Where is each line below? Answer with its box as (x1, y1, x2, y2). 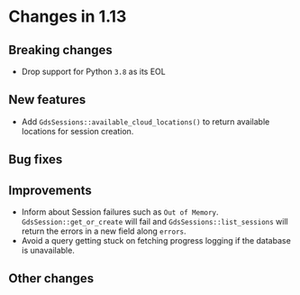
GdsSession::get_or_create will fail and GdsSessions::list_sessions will (21, 217, 289, 227)
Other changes (8, 271, 95, 286)
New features (8, 92, 86, 107)
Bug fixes (8, 152, 63, 168)
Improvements (8, 182, 92, 198)
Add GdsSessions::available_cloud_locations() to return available (21, 115, 270, 127)
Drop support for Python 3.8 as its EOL (21, 66, 166, 77)
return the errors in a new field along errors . (21, 226, 186, 236)
